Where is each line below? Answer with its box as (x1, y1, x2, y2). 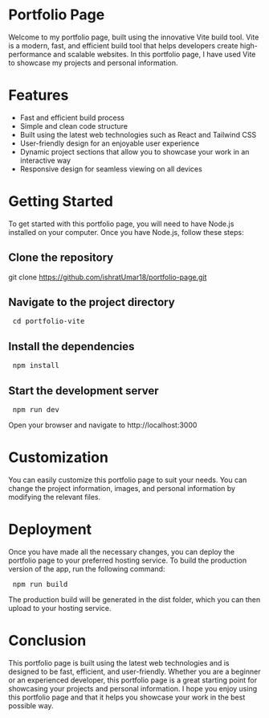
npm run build (12, 580, 68, 588)
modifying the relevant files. (8, 493, 101, 501)
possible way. (8, 700, 54, 710)
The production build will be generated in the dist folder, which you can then (8, 594, 261, 605)
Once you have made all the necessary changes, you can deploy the (8, 547, 235, 556)
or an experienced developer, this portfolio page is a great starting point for (8, 675, 258, 685)
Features (8, 86, 69, 105)
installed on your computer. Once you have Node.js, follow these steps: (8, 227, 244, 237)
